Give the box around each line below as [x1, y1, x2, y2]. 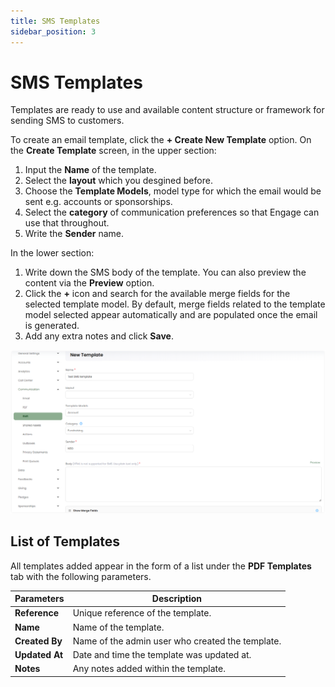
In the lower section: [10, 247, 95, 259]
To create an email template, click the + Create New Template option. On [10, 134, 312, 146]
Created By [14, 635, 63, 647]
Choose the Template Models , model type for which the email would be [24, 185, 322, 197]
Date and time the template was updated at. [72, 649, 252, 661]
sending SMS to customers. [10, 115, 125, 127]
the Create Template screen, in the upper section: [10, 145, 217, 157]
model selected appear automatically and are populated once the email [24, 309, 318, 321]
